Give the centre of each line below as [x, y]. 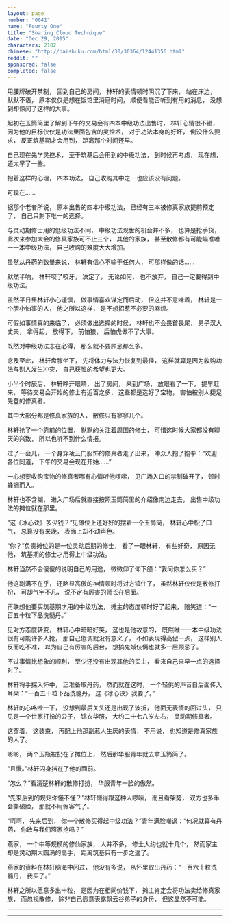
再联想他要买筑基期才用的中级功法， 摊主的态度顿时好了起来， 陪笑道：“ [109, 606]
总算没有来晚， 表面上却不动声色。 [69, 531]
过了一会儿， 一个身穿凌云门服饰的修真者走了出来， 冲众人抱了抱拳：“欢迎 [112, 453]
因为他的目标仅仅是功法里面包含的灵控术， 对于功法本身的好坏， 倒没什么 [111, 132]
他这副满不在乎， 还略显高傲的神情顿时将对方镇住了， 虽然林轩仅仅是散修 [111, 583]
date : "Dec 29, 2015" [38, 39]
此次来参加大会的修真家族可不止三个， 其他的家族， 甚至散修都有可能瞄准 [111, 239]
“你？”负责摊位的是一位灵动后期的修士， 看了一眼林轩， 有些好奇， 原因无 [111, 545]
